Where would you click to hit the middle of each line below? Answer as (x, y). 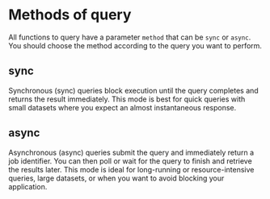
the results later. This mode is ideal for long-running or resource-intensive (131, 169)
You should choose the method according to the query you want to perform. (135, 45)
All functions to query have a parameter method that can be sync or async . (130, 37)
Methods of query (70, 15)
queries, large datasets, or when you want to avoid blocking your (116, 178)
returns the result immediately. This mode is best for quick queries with (127, 99)
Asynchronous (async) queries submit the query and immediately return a (131, 152)
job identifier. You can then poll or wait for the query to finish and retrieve (130, 161)
